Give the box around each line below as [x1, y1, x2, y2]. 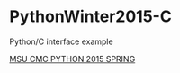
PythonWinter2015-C [9, 6, 173, 27]
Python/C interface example [9, 36, 114, 47]
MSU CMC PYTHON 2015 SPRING [9, 53, 136, 64]
